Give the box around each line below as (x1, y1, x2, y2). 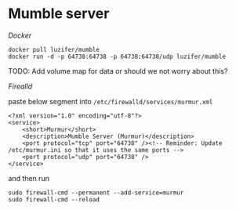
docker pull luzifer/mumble (8, 45, 100, 53)
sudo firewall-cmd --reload (8, 195, 100, 204)
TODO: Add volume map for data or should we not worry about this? (8, 66, 228, 75)
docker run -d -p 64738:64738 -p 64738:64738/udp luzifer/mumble (8, 52, 226, 60)
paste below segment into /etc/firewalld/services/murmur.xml (8, 96, 213, 106)
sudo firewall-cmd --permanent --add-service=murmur (8, 189, 184, 197)
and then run (8, 173, 49, 183)
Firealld (8, 81, 33, 91)
